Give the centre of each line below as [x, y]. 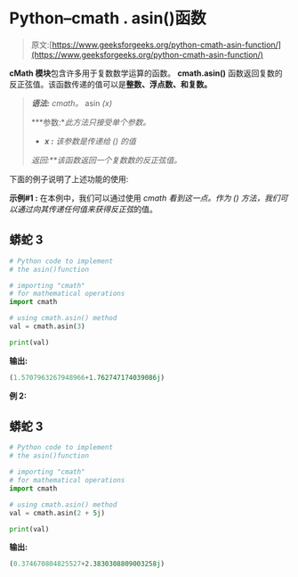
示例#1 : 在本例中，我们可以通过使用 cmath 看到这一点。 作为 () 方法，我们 [145, 198]
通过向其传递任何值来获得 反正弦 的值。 [87, 209]
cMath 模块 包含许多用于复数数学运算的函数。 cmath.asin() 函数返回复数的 [146, 73]
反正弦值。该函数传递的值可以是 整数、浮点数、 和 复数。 [110, 84]
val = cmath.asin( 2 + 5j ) [57, 513]
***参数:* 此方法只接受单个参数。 [91, 122]
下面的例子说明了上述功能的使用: [69, 178]
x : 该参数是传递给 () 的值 [90, 141]
